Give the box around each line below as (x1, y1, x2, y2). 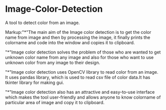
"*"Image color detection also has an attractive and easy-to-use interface (5, 89, 155, 95)
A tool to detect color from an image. (5, 20, 80, 26)
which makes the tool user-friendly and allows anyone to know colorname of (5, 94, 161, 100)
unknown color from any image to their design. (5, 59, 100, 65)
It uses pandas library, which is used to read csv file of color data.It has (5, 74, 151, 80)
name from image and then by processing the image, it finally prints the (5, 34, 151, 40)
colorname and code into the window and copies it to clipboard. (5, 39, 135, 45)
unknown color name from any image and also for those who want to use (5, 54, 154, 60)
